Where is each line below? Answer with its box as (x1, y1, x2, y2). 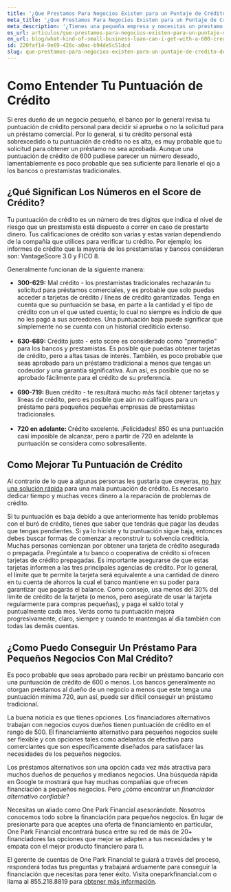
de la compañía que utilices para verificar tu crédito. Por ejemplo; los (7, 237, 202, 245)
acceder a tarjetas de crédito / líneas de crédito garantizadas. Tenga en (16, 293, 220, 301)
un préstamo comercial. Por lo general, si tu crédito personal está (7, 130, 192, 138)
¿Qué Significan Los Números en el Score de (7, 186, 201, 198)
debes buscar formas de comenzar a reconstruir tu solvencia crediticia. (7, 534, 210, 543)
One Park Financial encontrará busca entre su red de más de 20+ (7, 827, 192, 836)
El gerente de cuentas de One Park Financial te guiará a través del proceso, (7, 856, 221, 864)
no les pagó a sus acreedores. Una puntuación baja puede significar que (16, 315, 223, 323)
